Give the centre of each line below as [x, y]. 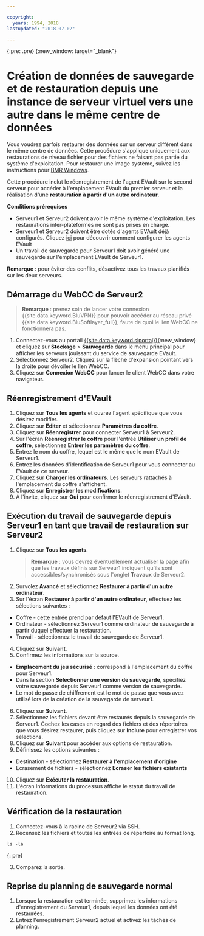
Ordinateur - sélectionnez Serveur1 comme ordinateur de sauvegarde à [104, 623]
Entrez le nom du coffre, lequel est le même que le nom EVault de [97, 451]
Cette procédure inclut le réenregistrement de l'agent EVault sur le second [100, 182]
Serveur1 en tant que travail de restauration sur [98, 526]
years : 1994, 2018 [36, 23]
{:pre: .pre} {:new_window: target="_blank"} [62, 51]
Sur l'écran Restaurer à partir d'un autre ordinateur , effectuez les [98, 599]
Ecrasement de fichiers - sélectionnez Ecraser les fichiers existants [101, 768]
